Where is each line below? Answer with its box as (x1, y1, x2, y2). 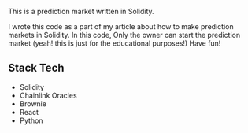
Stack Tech (8, 61, 65, 75)
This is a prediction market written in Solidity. (8, 7, 155, 16)
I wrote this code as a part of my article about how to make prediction (8, 22, 234, 31)
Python (19, 116, 43, 125)
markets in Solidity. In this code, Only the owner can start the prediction (8, 31, 241, 39)
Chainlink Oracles (19, 91, 77, 100)
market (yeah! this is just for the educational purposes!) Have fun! (8, 39, 221, 48)
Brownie (19, 98, 47, 109)
